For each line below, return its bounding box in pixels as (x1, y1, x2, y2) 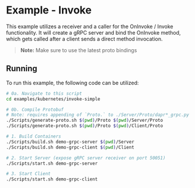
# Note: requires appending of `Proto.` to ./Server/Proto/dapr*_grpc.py (6, 112, 190, 118)
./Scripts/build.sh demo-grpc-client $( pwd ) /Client (6, 144, 134, 150)
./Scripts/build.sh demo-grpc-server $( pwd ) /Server (6, 139, 134, 145)
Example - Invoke (6, 4, 92, 17)
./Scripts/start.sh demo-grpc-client (6, 176, 98, 182)
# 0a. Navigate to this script (6, 90, 82, 97)
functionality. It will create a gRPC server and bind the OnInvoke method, (6, 29, 181, 36)
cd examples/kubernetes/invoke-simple (6, 96, 100, 102)
